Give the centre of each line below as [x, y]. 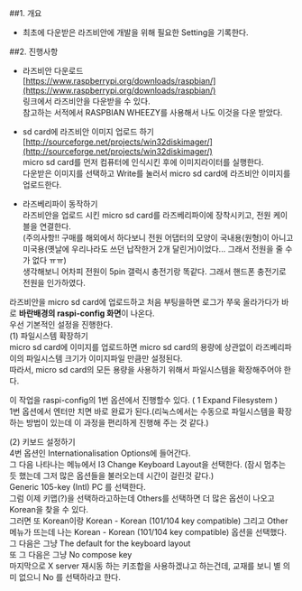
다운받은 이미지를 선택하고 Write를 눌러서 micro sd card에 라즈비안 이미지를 [156, 173]
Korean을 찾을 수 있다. [49, 509]
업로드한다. [42, 185]
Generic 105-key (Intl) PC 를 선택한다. [78, 487]
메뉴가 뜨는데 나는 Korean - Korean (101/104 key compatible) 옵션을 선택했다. [148, 532]
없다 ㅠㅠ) [50, 260]
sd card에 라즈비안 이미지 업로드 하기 [88, 132]
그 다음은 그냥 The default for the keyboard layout [100, 543]
